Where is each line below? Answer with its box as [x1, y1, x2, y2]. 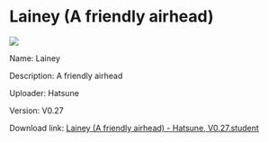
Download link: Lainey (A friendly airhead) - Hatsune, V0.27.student [9, 122, 259, 133]
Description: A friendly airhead [9, 70, 123, 81]
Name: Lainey [9, 52, 61, 64]
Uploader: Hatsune [9, 87, 79, 98]
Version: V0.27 [9, 105, 65, 116]
